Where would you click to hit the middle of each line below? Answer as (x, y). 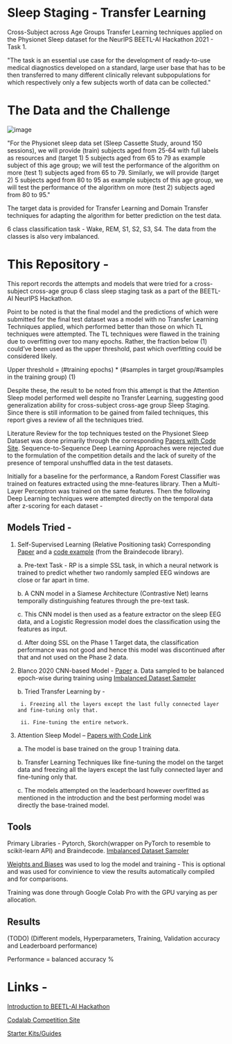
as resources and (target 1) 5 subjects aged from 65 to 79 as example (106, 158)
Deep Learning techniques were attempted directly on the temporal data (110, 498)
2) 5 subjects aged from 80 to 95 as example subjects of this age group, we (115, 180)
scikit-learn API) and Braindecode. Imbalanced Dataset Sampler (98, 851)
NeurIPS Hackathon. (44, 298)
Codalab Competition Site (44, 1020)
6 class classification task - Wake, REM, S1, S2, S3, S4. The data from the (112, 229)
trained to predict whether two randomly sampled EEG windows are (114, 572)
